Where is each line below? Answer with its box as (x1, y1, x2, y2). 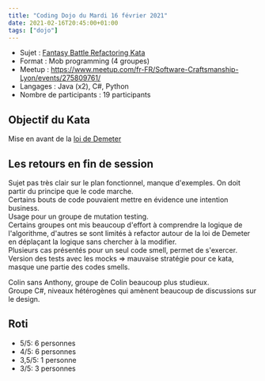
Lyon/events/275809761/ (19, 73, 101, 83)
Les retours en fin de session (8, 157, 154, 170)
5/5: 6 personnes (19, 338, 76, 348)
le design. (8, 295, 40, 303)
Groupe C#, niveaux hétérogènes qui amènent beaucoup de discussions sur (8, 286, 257, 295)
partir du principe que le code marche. (8, 187, 134, 196)
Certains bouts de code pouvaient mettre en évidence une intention (8, 195, 229, 204)
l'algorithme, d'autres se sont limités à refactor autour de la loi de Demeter (8, 229, 251, 238)
